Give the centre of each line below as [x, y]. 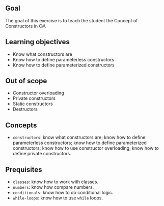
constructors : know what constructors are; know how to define [79, 138]
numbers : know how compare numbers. [53, 187]
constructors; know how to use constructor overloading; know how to [86, 148]
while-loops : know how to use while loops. [58, 198]
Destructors [25, 109]
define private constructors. [42, 154]
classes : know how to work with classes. [55, 182]
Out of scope [26, 81]
